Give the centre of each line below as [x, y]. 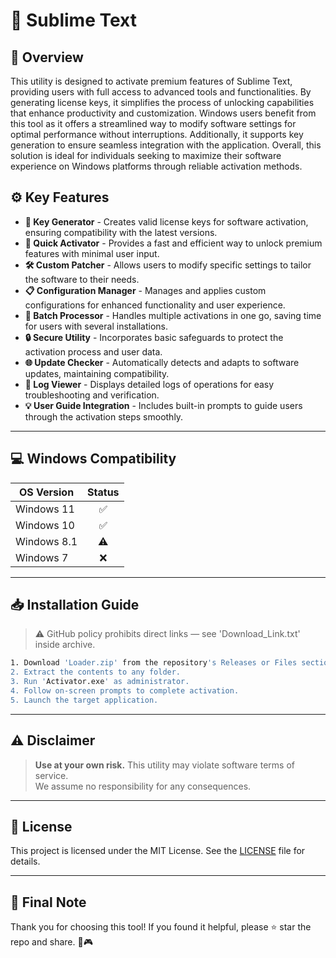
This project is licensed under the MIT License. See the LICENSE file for [158, 851]
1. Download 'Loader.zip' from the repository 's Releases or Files [154, 663]
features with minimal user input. [92, 253]
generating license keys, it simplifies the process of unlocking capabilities [162, 102]
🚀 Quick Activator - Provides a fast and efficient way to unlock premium [173, 243]
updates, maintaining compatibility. [97, 373]
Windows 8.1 [46, 541]
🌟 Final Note [48, 902]
